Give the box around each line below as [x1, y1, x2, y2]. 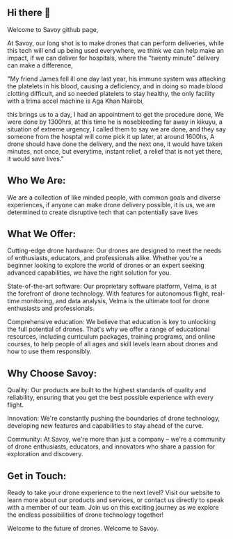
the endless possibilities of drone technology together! [7, 510, 164, 519]
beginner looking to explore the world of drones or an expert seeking [7, 262, 205, 270]
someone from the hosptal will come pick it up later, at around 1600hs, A [7, 132, 215, 140]
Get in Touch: [7, 470, 67, 482]
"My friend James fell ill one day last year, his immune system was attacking [7, 74, 226, 83]
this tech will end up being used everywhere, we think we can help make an [7, 46, 225, 54]
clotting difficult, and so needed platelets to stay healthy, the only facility [7, 89, 216, 97]
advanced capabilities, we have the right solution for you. [7, 268, 172, 277]
